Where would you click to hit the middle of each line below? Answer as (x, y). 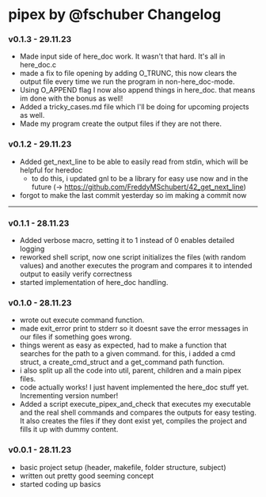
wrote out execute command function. (82, 320)
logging (32, 249)
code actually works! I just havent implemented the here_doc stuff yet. (134, 387)
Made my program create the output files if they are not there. (121, 123)
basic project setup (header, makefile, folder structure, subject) (123, 467)
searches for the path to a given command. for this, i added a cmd (127, 354)
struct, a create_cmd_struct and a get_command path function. (122, 362)
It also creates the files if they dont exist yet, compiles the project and (133, 421)
